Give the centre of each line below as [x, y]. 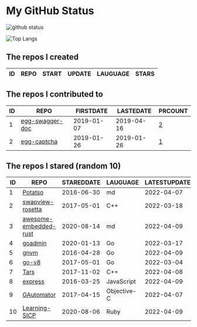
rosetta [32, 209]
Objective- [121, 291]
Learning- [37, 308]
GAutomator [39, 295]
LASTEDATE [134, 111]
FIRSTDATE [91, 111]
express [34, 282]
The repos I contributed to [55, 95]
